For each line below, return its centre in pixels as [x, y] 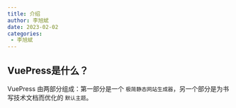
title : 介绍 [24, 14]
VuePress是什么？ [48, 70]
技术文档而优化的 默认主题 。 [53, 97]
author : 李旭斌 [28, 20]
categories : [25, 34]
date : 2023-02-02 [33, 27]
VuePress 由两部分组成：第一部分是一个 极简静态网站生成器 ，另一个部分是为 [115, 88]
